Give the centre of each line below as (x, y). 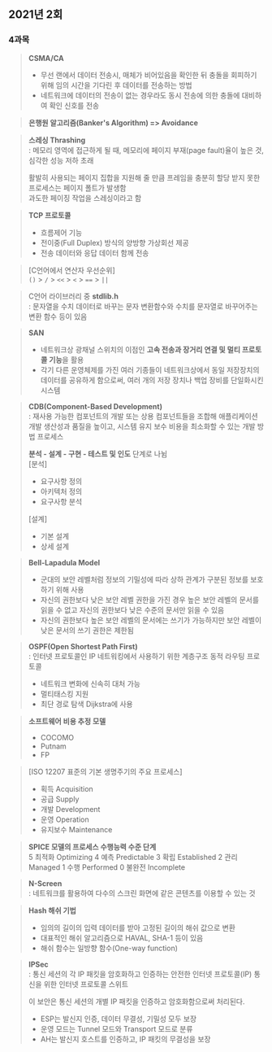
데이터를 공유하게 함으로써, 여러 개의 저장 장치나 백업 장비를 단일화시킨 (152, 380)
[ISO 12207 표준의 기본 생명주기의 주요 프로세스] (105, 771)
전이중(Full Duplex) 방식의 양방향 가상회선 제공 (114, 242)
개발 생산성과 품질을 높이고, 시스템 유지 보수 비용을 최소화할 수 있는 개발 (142, 426)
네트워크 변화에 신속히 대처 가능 (90, 683)
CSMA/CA (46, 58)
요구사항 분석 (61, 501)
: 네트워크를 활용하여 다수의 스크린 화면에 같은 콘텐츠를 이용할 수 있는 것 (142, 893)
